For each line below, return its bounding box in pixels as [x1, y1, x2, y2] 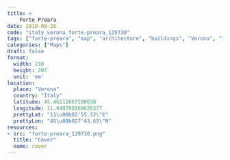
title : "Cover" [13, 137, 57, 144]
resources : [7, 124, 38, 131]
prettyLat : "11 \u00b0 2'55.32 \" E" [13, 111, 109, 118]
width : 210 [13, 61, 44, 67]
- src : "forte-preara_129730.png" [7, 130, 106, 137]
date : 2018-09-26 [7, 22, 57, 29]
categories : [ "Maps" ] [7, 42, 69, 48]
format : [7, 54, 29, 61]
